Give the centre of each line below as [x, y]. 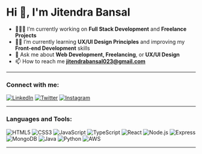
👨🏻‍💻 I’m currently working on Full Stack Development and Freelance [101, 29]
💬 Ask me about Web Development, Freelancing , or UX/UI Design [97, 54]
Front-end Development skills [52, 48]
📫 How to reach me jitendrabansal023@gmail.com [80, 61]
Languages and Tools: [39, 119]
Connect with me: [33, 85]
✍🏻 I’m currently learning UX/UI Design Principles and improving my [100, 42]
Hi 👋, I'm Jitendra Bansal [68, 12]
